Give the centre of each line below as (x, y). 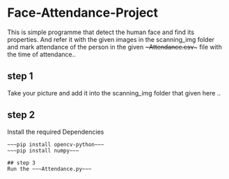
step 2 (21, 115)
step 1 (20, 76)
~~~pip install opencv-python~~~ (56, 144)
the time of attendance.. (42, 54)
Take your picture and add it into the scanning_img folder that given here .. (114, 93)
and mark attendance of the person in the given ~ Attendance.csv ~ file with (115, 47)
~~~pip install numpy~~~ (43, 150)
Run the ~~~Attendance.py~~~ (49, 169)
